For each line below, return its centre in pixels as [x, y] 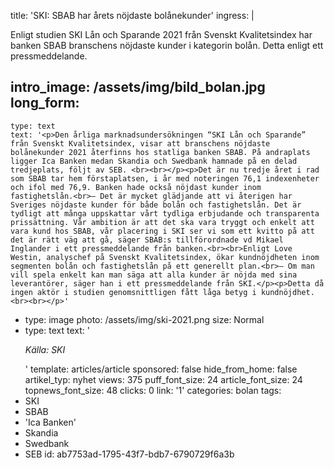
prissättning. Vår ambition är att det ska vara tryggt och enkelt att [162, 222]
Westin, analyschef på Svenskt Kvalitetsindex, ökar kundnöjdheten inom [165, 257]
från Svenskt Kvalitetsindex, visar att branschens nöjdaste [140, 143]
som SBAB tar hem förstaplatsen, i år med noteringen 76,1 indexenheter [165, 178]
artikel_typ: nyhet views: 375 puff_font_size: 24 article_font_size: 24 [163, 379]
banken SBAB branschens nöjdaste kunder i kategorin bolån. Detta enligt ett [167, 45]
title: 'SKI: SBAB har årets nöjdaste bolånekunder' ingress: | [132, 15]
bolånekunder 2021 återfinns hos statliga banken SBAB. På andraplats [160, 152]
